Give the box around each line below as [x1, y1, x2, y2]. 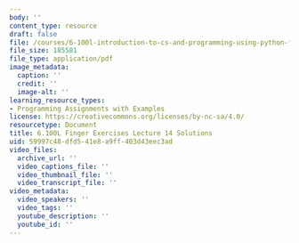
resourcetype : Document [9, 121, 98, 130]
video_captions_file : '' [17, 162, 109, 171]
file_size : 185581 [9, 46, 77, 55]
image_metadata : [9, 63, 69, 72]
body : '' [9, 12, 42, 22]
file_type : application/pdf [9, 54, 114, 63]
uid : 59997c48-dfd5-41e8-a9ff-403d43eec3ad [9, 137, 174, 146]
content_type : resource [9, 21, 98, 30]
